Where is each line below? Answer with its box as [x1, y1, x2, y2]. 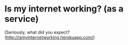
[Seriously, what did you [4, 29, 53, 35]
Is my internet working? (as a [4, 3, 124, 14]
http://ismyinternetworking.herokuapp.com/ [6, 34, 94, 40]
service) [4, 13, 39, 24]
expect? [53, 29, 70, 35]
